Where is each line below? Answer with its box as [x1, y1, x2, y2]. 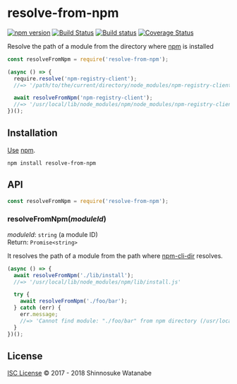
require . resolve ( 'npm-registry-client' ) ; [13, 75, 138, 82]
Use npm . [7, 146, 36, 154]
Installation [7, 127, 58, 139]
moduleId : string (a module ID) [7, 230, 99, 238]
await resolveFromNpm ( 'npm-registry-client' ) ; [13, 94, 153, 102]
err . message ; [20, 311, 59, 318]
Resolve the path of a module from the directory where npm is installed [7, 42, 214, 50]
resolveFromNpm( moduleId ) [7, 214, 107, 224]
